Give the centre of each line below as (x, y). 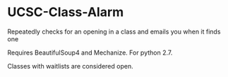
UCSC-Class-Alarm (66, 12)
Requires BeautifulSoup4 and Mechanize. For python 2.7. (90, 52)
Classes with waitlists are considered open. (70, 66)
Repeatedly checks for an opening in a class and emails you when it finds (114, 31)
